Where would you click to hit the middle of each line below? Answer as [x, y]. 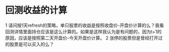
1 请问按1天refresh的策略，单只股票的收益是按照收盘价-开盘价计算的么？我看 [85, 25]
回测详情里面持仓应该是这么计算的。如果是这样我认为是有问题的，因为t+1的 [83, 31]
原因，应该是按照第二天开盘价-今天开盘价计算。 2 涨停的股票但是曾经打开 [82, 38]
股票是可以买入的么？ [32, 44]
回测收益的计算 [36, 10]
